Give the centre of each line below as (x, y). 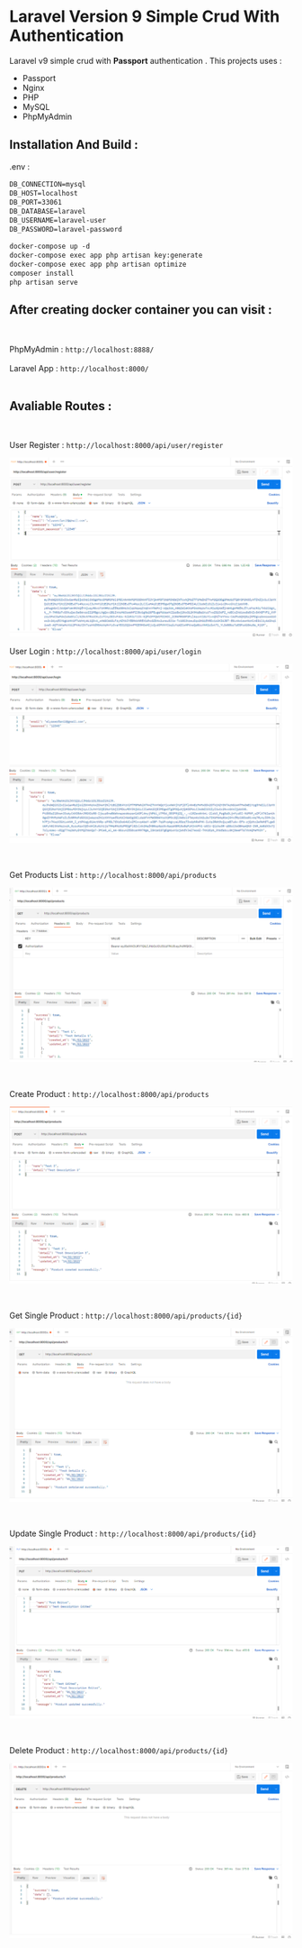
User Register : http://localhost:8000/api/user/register (116, 445)
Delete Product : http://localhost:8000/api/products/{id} (119, 1751)
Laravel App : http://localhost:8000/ (80, 368)
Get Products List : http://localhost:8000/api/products (113, 874)
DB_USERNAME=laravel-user (58, 220)
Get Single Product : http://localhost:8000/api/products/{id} (126, 1315)
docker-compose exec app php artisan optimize (98, 264)
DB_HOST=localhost (44, 193)
